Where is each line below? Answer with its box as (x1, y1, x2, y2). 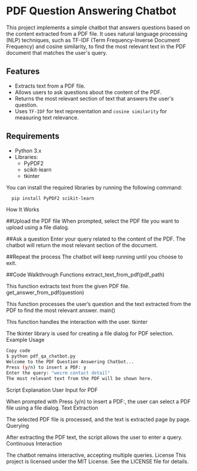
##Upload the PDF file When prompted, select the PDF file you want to (6, 217, 180, 224)
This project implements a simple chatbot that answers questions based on (6, 24, 190, 31)
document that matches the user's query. (6, 49, 108, 56)
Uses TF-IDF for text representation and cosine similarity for (14, 107, 167, 114)
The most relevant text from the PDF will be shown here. (6, 375, 153, 382)
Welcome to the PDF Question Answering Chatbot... (6, 359, 135, 365)
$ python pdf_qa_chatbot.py (6, 353, 76, 360)
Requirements (6, 131, 60, 141)
